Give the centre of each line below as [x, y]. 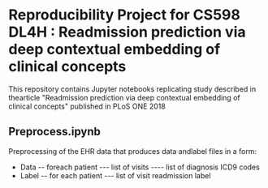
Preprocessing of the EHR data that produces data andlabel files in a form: [133, 151]
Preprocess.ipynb [55, 132]
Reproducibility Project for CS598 [125, 15]
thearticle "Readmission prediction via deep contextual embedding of [125, 97]
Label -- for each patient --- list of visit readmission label [115, 175]
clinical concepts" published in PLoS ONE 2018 [87, 106]
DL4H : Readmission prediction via [127, 32]
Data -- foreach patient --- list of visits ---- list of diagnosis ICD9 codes [140, 167]
